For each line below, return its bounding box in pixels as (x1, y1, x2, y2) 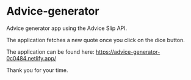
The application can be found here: (6, 48, 95, 56)
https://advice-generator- (95, 48, 160, 56)
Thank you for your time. (6, 66, 68, 74)
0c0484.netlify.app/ (6, 54, 57, 62)
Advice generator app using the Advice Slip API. (6, 24, 128, 32)
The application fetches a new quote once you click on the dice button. (6, 36, 185, 43)
